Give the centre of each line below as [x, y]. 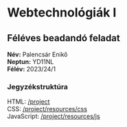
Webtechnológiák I [62, 13]
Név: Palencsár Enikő [37, 54]
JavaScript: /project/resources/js [54, 116]
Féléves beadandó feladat [63, 38]
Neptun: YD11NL [31, 62]
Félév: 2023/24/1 [32, 69]
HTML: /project [28, 102]
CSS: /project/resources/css [47, 109]
